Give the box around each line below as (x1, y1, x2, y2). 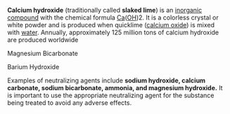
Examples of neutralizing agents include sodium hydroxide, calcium (7, 76, 206, 85)
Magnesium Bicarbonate (7, 49, 79, 57)
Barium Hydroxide (7, 63, 60, 71)
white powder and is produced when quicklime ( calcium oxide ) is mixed (7, 21, 215, 29)
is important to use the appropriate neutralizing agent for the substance (7, 91, 215, 99)
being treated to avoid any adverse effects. (7, 99, 132, 107)
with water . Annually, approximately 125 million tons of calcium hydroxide (7, 28, 219, 36)
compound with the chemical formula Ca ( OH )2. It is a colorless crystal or (7, 13, 219, 22)
